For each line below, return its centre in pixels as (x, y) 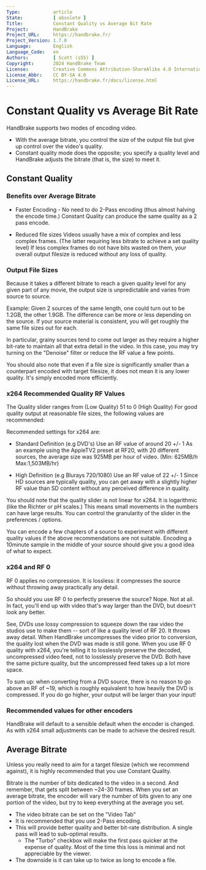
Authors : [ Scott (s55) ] (51, 58)
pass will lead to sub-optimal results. (62, 834)
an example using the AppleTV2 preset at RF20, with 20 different (97, 450)
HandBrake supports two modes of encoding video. (71, 128)
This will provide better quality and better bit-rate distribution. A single (104, 827)
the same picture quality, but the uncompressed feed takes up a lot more (98, 663)
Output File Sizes (32, 270)
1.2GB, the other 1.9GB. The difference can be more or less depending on (99, 315)
